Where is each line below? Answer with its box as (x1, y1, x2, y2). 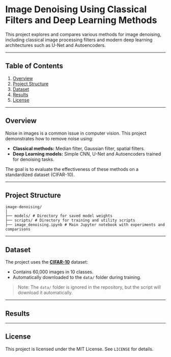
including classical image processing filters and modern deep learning (5, 37, 153, 43)
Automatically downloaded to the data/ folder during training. (12, 274, 141, 280)
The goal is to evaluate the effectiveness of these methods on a (5, 166, 139, 172)
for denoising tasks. (12, 156, 54, 162)
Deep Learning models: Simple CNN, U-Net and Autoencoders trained (12, 150, 161, 157)
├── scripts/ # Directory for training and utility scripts (5, 218, 136, 223)
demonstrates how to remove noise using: (5, 135, 94, 141)
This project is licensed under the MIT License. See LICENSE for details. (5, 346, 154, 352)
